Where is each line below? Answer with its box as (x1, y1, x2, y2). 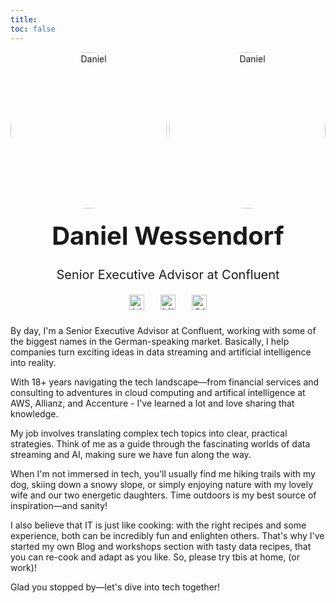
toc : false (10, 24, 56, 34)
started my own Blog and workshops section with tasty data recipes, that (10, 541, 312, 553)
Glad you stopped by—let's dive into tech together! (10, 581, 221, 593)
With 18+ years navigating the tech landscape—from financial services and (10, 376, 320, 388)
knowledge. (10, 408, 59, 420)
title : (10, 14, 38, 25)
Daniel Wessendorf (51, 219, 285, 251)
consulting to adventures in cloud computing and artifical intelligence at (10, 387, 306, 399)
